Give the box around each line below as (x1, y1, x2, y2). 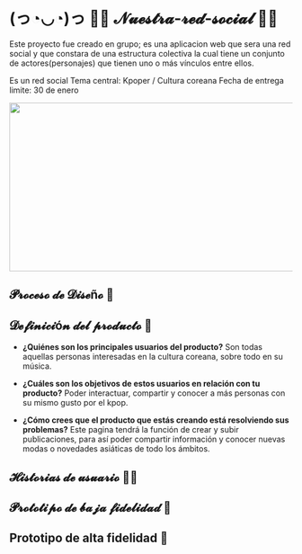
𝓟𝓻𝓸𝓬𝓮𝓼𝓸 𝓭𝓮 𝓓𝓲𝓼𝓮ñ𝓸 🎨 (9, 287, 114, 302)
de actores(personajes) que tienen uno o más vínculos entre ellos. (9, 58, 254, 68)
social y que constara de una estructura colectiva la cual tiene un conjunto (9, 48, 285, 58)
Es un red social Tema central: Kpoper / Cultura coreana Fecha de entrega (9, 75, 285, 85)
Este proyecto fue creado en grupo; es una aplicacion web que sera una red (9, 38, 291, 49)
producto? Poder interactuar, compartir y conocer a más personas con (22, 388, 286, 398)
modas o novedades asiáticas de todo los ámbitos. (22, 443, 210, 454)
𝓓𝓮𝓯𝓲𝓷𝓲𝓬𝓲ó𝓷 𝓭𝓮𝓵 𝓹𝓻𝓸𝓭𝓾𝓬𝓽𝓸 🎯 (9, 317, 153, 333)
